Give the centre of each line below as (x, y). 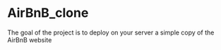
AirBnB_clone (48, 13)
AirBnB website (30, 39)
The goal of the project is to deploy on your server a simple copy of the (111, 32)
